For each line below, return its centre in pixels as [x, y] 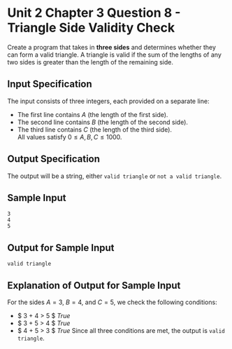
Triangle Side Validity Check [91, 28]
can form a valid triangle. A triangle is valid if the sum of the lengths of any [114, 55]
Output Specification [53, 159]
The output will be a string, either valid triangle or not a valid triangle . [115, 176]
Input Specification [50, 84]
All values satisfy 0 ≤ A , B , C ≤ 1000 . [70, 137]
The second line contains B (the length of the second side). [103, 122]
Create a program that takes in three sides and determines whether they [112, 47]
